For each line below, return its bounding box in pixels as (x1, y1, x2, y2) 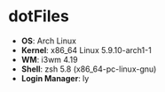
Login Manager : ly (20, 73, 90, 83)
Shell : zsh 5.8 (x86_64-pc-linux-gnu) (20, 64, 157, 74)
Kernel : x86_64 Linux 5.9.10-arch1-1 (20, 44, 152, 55)
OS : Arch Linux (20, 35, 77, 46)
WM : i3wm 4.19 (20, 54, 78, 65)
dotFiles (8, 6, 70, 27)
